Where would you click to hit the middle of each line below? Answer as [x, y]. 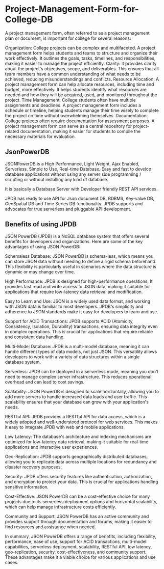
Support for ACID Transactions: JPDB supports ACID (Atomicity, [69, 321]
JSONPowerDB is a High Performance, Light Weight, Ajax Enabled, [72, 163]
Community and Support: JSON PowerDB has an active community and [77, 516]
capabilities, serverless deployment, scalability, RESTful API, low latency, [79, 546]
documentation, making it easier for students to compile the [81, 131]
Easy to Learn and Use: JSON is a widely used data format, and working [78, 301]
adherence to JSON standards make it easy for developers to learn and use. [82, 312]
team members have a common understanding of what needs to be [73, 74]
